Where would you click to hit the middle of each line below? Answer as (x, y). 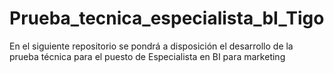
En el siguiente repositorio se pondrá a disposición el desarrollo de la (151, 46)
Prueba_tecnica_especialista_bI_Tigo (167, 18)
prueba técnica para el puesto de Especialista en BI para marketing (147, 56)
